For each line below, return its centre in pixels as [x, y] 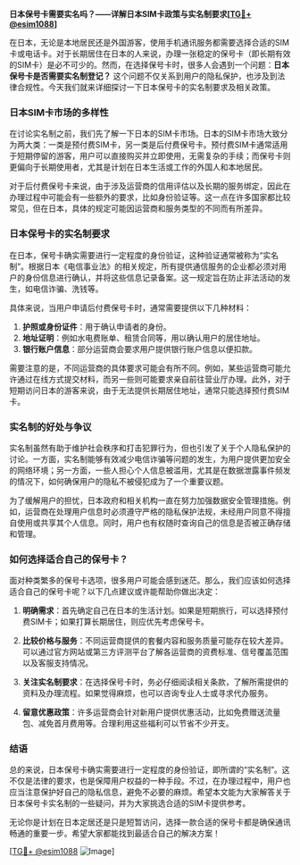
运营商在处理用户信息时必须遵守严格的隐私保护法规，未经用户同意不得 [154, 511]
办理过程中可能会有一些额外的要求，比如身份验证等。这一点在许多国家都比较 [150, 197]
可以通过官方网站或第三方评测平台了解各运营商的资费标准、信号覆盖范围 [155, 652]
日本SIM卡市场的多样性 [59, 113]
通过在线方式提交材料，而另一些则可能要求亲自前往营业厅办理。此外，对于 [154, 379]
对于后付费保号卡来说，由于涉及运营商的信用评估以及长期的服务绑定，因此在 [150, 186]
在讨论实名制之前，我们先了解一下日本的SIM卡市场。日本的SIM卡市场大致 [145, 134]
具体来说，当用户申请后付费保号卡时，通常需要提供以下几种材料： [130, 307]
